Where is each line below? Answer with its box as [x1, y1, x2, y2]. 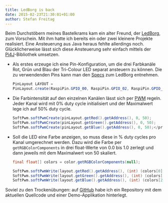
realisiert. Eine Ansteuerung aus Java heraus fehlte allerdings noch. [5, 41, 144, 47]
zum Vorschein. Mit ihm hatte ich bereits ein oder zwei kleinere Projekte [5, 35, 153, 41]
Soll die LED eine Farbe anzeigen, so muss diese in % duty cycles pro [12, 133, 156, 140]
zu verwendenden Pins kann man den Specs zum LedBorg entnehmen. [12, 72, 159, 78]
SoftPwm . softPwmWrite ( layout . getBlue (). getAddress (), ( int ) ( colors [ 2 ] [12, 178, 165, 183]
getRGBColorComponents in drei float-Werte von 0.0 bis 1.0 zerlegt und [12, 144, 154, 150]
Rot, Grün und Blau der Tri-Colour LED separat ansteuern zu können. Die [12, 66, 162, 72]
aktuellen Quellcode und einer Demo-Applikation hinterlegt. [5, 192, 127, 198]
